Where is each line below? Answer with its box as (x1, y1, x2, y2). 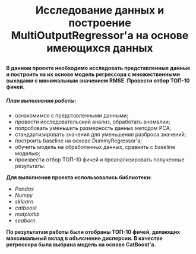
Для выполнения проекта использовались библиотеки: (6, 174, 152, 181)
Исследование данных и (35, 4, 165, 17)
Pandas (14, 185, 34, 193)
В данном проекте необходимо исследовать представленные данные (6, 65, 191, 72)
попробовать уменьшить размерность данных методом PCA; (14, 125, 172, 132)
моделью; (14, 150, 40, 157)
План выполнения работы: (6, 97, 77, 104)
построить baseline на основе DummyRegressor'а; (14, 137, 143, 144)
